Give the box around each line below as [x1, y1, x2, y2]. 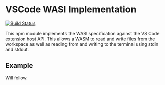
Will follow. [5, 75, 28, 81]
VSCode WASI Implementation [5, 4, 137, 15]
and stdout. [5, 46, 29, 52]
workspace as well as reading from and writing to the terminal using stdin [5, 41, 159, 47]
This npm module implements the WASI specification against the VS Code [5, 30, 160, 36]
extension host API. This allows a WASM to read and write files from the [5, 36, 155, 42]
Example [5, 61, 34, 70]
